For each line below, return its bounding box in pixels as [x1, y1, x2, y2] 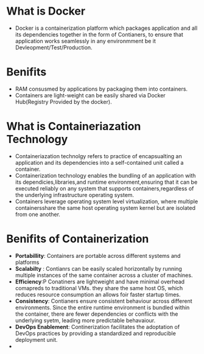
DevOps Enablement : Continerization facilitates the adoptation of [15, 323, 180, 330]
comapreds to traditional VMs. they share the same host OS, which [15, 284, 183, 291]
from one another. [15, 210, 61, 218]
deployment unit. [15, 336, 58, 343]
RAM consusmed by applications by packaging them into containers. [15, 85, 188, 92]
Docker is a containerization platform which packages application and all [15, 24, 198, 32]
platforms [15, 259, 40, 266]
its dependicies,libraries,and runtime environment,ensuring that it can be [15, 178, 198, 186]
